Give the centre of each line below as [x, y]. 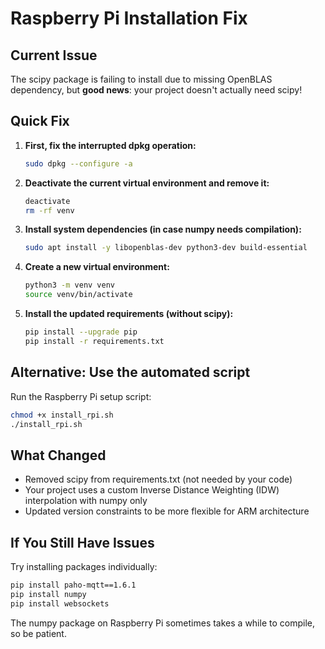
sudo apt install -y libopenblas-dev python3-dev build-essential [166, 248]
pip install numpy [48, 594]
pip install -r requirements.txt [94, 341]
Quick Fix [40, 121]
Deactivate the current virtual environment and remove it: [147, 183]
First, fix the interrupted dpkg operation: [110, 145]
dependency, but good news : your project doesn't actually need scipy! [156, 90]
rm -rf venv [49, 210]
